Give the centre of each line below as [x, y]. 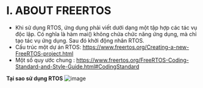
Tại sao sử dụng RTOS [35, 78]
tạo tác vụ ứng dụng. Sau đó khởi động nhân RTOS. [80, 40]
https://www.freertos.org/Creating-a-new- [136, 47]
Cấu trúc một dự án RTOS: [48, 47]
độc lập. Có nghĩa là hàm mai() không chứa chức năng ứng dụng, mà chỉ [106, 34]
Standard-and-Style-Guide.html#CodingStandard [77, 66]
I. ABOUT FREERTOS [59, 11]
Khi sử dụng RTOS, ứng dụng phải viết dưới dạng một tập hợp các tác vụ [106, 28]
